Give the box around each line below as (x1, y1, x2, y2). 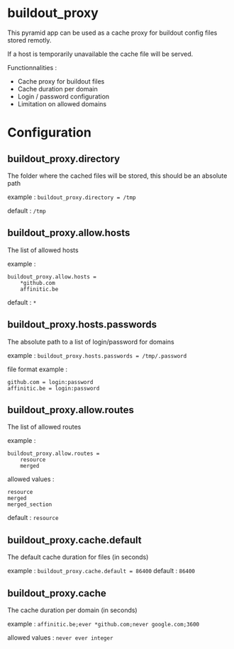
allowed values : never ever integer (7, 633, 113, 642)
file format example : (7, 365, 68, 373)
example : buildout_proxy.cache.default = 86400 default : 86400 (7, 567, 196, 575)
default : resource (7, 514, 59, 522)
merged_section (7, 501, 52, 508)
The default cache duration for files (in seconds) (7, 553, 149, 561)
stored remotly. (7, 35, 52, 44)
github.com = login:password (7, 378, 94, 385)
